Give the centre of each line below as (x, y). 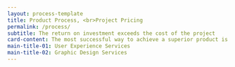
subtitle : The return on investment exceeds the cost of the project (112, 33)
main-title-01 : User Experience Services (69, 46)
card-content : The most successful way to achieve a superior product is (118, 40)
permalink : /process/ (39, 27)
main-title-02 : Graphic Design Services (68, 53)
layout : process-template (45, 14)
